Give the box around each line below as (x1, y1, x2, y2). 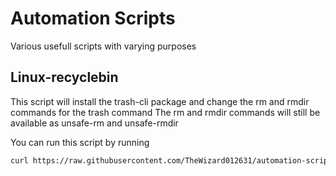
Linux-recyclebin (10, 69, 119, 86)
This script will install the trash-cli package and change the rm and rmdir (10, 95, 310, 107)
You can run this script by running (10, 136, 150, 148)
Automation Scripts (10, 7, 176, 30)
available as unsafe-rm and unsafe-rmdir (10, 117, 179, 129)
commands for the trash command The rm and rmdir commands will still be (10, 106, 321, 118)
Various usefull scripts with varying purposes (10, 40, 197, 52)
